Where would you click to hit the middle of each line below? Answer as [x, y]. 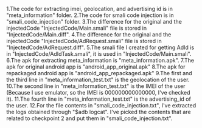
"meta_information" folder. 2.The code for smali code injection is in [90, 15]
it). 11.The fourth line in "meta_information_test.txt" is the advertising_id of [99, 99]
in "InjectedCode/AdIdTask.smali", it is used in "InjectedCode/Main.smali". [99, 54]
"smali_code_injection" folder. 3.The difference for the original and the [94, 22]
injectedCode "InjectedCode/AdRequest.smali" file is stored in [84, 41]
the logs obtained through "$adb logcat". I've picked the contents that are [99, 112]
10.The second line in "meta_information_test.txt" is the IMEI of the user [96, 86]
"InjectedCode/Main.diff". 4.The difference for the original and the [89, 35]
